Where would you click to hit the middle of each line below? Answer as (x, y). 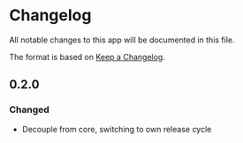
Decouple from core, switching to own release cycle (117, 129)
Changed (30, 109)
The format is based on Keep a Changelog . (87, 56)
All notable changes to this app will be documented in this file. (122, 40)
